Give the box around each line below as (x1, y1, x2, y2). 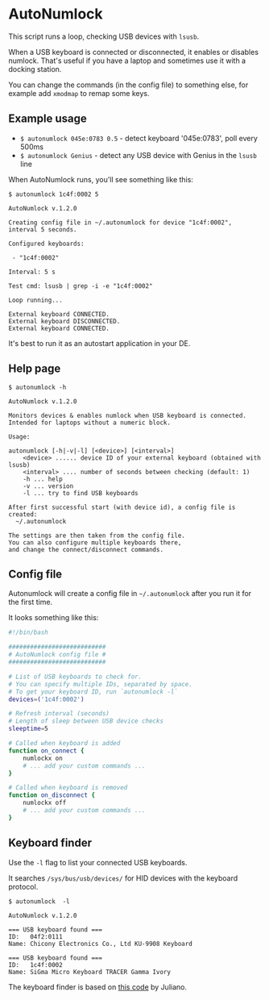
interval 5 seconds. (8, 225, 78, 234)
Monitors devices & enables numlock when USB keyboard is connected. (8, 411, 247, 419)
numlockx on (23, 754, 63, 762)
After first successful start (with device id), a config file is (8, 503, 236, 511)
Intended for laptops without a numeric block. (8, 419, 172, 427)
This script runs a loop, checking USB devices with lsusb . (8, 31, 200, 41)
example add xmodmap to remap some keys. (8, 88, 150, 98)
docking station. (8, 64, 62, 73)
